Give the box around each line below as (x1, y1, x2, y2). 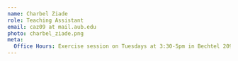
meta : (7, 36, 23, 43)
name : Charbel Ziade (7, 10, 69, 18)
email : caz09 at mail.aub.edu (7, 23, 97, 30)
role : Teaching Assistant (7, 17, 84, 24)
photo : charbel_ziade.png (7, 29, 84, 37)
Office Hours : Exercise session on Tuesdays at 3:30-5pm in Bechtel (13, 43, 220, 50)
